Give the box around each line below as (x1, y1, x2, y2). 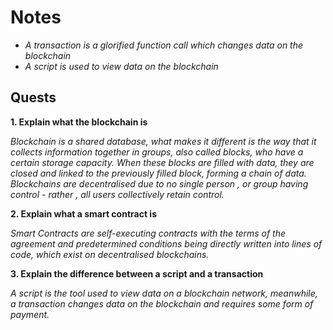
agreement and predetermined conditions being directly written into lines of (10, 237, 323, 250)
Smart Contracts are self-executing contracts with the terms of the (10, 227, 287, 239)
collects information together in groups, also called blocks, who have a (10, 146, 304, 158)
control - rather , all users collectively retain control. (10, 188, 225, 200)
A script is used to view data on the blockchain (24, 60, 219, 72)
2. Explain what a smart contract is (10, 207, 157, 220)
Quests (10, 89, 57, 106)
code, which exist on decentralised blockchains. (10, 248, 210, 260)
